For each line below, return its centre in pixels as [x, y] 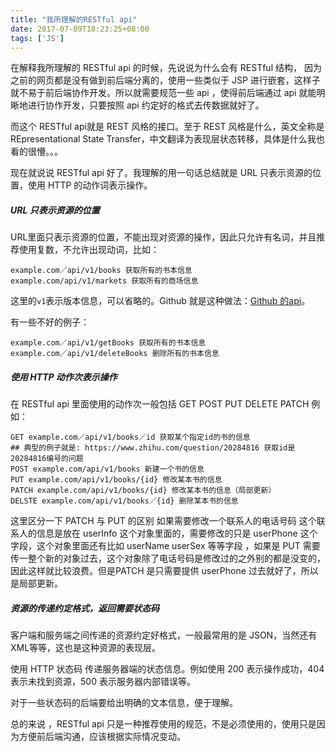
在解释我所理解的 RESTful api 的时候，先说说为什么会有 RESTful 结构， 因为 [166, 68]
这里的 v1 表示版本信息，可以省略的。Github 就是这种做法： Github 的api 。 [160, 301]
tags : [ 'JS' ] [37, 38]
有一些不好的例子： [50, 322]
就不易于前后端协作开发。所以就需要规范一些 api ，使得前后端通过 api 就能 [163, 93]
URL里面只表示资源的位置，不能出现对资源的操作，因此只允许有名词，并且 [163, 237]
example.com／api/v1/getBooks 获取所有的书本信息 [108, 343]
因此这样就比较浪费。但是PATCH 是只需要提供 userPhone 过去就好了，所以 [164, 571]
